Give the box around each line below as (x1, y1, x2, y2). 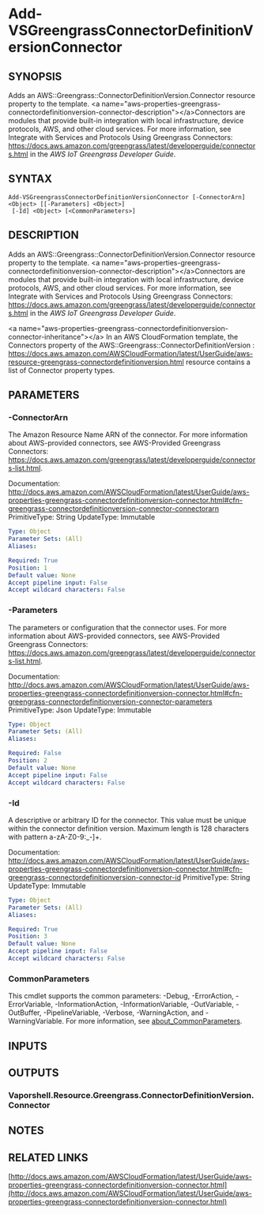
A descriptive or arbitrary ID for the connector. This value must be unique (8, 815, 247, 825)
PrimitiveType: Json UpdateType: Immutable (8, 705, 152, 715)
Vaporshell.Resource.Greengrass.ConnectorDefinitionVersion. (8, 1089, 255, 1100)
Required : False (8, 750, 62, 757)
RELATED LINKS (8, 1151, 89, 1164)
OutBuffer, (8, 1008, 42, 1017)
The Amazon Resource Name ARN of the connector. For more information (8, 430, 248, 439)
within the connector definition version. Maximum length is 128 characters (8, 823, 249, 833)
